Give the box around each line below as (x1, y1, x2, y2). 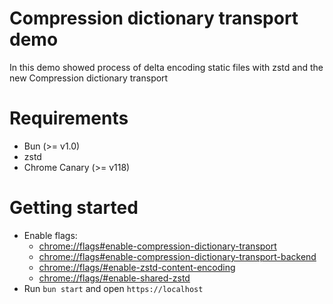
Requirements (9, 107, 129, 130)
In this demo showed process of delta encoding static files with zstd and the (9, 61, 324, 73)
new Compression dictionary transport (9, 72, 169, 84)
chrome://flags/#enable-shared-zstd (38, 272, 191, 284)
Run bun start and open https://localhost (23, 282, 204, 294)
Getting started (9, 197, 139, 219)
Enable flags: (23, 229, 78, 241)
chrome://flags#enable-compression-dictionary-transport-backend (38, 250, 317, 262)
